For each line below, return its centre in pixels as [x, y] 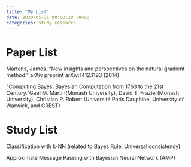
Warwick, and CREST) [34, 106]
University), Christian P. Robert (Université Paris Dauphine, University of [95, 100]
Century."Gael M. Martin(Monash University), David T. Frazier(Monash [93, 93]
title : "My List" [28, 12]
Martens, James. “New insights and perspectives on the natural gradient [95, 69]
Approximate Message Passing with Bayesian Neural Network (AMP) [91, 158]
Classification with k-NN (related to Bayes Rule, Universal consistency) [93, 146]
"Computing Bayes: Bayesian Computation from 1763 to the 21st [85, 86]
